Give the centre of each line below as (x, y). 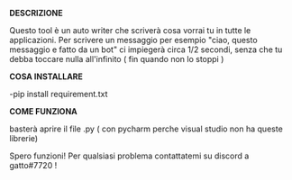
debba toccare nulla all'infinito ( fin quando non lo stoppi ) (117, 59)
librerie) (24, 138)
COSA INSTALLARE (46, 76)
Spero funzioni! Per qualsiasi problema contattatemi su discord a (129, 156)
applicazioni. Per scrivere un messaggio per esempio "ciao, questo (134, 40)
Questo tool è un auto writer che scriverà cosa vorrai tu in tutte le (130, 30)
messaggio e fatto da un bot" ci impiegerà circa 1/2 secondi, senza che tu (146, 49)
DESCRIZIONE (36, 13)
